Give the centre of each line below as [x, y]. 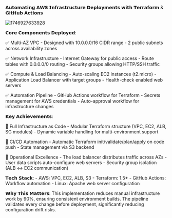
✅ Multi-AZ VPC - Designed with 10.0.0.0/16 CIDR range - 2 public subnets [84, 43]
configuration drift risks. [31, 210]
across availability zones [31, 48]
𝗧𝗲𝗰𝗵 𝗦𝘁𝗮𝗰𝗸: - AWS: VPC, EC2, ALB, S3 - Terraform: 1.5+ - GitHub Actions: [85, 178]
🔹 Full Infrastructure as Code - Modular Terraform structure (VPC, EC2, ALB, [86, 126]
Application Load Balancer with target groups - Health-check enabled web [84, 80]
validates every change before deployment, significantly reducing [75, 204]
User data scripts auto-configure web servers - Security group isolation [81, 163]
